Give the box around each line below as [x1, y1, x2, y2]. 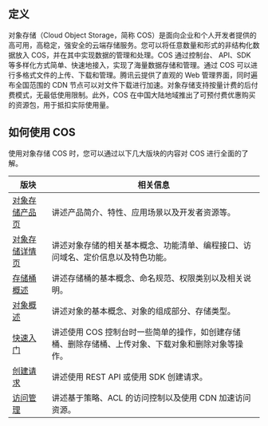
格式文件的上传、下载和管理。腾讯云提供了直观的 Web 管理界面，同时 [22, 70, 251, 80]
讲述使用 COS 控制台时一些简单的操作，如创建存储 [51, 326, 241, 337]
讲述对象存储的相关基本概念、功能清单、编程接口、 [51, 239, 243, 250]
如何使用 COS [8, 126, 76, 140]
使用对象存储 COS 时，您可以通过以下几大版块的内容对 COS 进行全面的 [8, 148, 242, 158]
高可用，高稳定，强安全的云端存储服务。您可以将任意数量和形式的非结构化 [8, 40, 253, 49]
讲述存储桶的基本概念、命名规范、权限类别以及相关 [51, 272, 243, 283]
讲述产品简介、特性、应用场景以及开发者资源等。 [51, 207, 235, 218]
